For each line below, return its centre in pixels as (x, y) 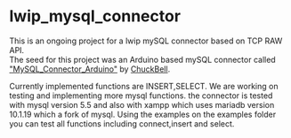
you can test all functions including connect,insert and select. (122, 123)
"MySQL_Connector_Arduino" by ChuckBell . (90, 69)
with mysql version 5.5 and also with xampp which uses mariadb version (142, 104)
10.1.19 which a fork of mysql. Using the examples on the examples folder (143, 114)
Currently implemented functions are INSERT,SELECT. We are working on (144, 86)
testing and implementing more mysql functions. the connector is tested (141, 96)
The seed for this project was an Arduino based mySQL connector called (142, 59)
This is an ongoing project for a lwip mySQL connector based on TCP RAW (146, 41)
